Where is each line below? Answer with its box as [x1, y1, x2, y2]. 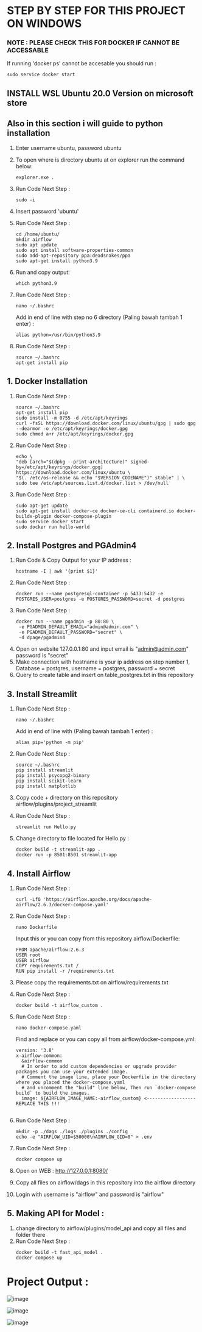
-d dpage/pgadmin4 [18, 635, 66, 641]
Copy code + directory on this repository [15, 794, 118, 801]
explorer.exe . [15, 174, 55, 181]
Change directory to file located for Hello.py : [15, 835, 130, 842]
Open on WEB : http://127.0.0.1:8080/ [15, 1167, 108, 1174]
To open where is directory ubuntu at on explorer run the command [15, 156, 185, 163]
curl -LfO [15, 896, 41, 903]
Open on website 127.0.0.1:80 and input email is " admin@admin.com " [15, 645, 189, 653]
